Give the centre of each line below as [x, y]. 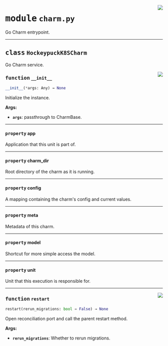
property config [23, 188]
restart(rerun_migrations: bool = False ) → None [57, 309]
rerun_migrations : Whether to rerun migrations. [61, 338]
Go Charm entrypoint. [27, 32]
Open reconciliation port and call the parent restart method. [66, 319]
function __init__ [29, 78]
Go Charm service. [24, 65]
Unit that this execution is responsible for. [48, 281]
